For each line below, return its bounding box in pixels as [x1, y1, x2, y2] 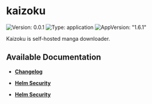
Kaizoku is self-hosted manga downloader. [6, 35, 111, 42]
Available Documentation [6, 52, 102, 63]
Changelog [14, 68, 43, 75]
